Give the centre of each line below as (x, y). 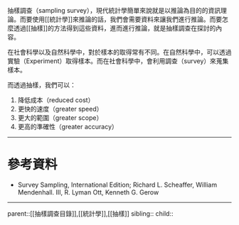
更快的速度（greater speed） (60, 109)
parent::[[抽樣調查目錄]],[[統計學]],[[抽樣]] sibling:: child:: (90, 213)
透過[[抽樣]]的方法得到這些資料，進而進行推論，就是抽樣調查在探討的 (115, 28)
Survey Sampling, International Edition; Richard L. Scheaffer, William (117, 185)
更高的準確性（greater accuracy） (68, 127)
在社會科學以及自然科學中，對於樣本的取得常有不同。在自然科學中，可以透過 (119, 52)
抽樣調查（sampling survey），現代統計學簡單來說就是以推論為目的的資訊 (114, 10)
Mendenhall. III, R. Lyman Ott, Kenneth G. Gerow (88, 192)
